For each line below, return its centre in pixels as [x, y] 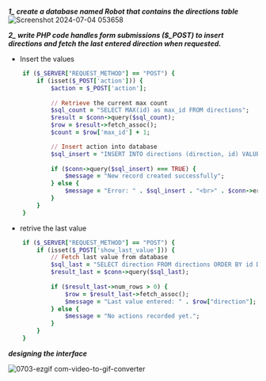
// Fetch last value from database [109, 257]
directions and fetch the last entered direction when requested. [115, 44]
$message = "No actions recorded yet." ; [132, 316]
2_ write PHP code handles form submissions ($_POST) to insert [116, 35]
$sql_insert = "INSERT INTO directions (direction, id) [144, 154]
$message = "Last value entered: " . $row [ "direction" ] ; [161, 301]
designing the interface [47, 353]
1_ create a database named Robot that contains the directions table [123, 11]
